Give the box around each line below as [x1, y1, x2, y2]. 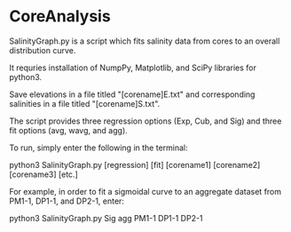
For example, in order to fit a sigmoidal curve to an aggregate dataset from [9, 186, 282, 196]
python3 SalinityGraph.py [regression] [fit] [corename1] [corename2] [9, 159, 261, 170]
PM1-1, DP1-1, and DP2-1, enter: [9, 196, 124, 206]
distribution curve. [9, 44, 76, 55]
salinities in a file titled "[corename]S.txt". [9, 98, 161, 108]
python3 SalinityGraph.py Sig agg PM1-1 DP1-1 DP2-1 [9, 212, 203, 223]
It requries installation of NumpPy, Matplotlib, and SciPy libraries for [9, 62, 257, 73]
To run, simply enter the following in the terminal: [9, 142, 188, 153]
